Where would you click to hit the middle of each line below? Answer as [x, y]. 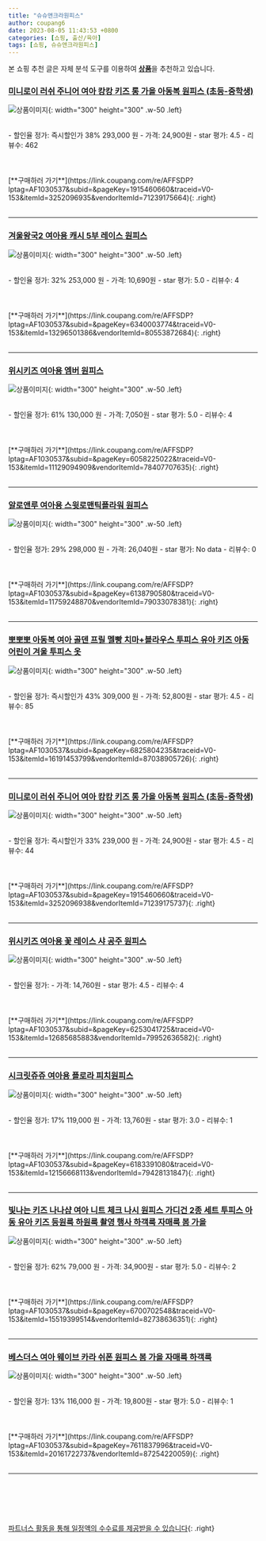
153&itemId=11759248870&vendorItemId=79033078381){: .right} [114, 602]
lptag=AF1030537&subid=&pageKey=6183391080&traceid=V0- [111, 1164]
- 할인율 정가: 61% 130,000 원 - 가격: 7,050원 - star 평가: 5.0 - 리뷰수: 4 [120, 415]
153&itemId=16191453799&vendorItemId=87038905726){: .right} [114, 759]
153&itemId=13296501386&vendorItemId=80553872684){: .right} [115, 332]
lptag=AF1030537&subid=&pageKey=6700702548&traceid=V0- [112, 1311]
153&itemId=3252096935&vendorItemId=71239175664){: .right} [112, 198]
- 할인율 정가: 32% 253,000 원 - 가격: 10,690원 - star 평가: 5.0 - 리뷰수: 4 [124, 280]
